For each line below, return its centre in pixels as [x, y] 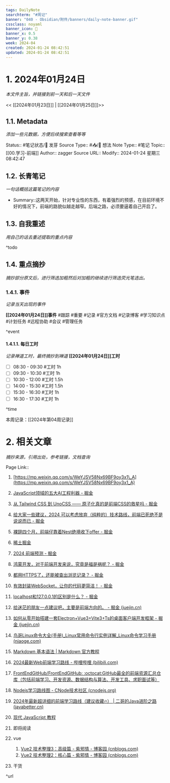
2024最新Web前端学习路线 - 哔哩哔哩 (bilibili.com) [66, 662]
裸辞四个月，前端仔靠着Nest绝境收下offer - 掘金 [63, 531]
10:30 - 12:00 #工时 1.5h [38, 380]
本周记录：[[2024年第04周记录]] [40, 419]
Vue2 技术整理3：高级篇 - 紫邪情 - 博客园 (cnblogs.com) [79, 748]
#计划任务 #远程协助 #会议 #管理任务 [44, 321]
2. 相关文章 [29, 442]
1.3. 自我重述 [26, 224]
